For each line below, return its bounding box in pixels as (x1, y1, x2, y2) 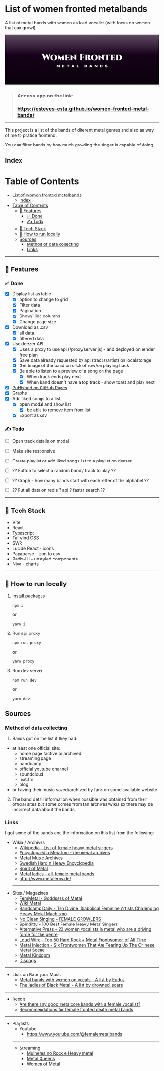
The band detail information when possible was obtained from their (12, 796, 147, 802)
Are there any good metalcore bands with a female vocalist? (19, 1001, 141, 1007)
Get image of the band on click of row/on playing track (19, 363, 129, 368)
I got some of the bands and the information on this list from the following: (5, 829, 154, 836)
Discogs (19, 957, 36, 963)
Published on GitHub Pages (12, 385, 67, 390)
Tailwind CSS (12, 535, 39, 541)
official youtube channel (19, 766, 68, 772)
